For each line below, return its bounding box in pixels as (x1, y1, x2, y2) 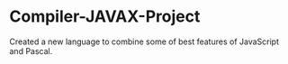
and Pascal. (9, 45, 53, 56)
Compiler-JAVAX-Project (9, 6, 201, 27)
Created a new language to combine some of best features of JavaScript (9, 36, 279, 47)
